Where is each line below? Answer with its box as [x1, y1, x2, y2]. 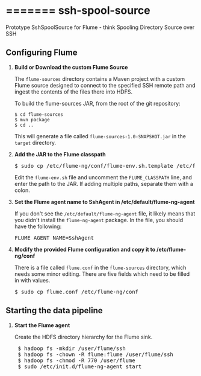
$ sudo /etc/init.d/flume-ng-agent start [17, 363, 142, 370]
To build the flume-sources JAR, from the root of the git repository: [14, 100, 181, 107]
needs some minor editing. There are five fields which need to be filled [14, 270, 190, 278]
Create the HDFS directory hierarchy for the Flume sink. [14, 333, 153, 340]
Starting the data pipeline [5, 305, 103, 316]
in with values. [14, 276, 51, 284]
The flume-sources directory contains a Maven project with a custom [14, 75, 185, 82]
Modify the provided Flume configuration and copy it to [14, 246, 156, 253]
